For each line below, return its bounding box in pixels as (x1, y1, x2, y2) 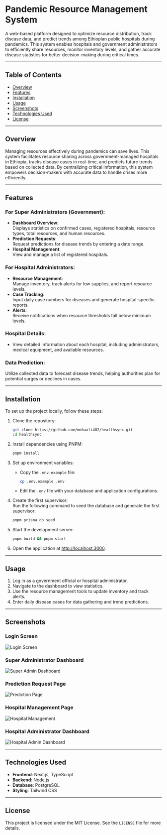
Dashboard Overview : (12, 220, 59, 226)
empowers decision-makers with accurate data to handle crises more (5, 169, 148, 175)
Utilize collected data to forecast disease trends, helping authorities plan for (5, 370, 161, 376)
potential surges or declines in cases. (5, 376, 82, 382)
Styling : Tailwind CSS (12, 787, 57, 793)
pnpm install (12, 451, 40, 456)
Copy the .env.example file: (19, 469, 76, 475)
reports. (12, 302, 29, 308)
